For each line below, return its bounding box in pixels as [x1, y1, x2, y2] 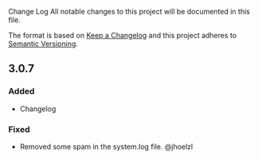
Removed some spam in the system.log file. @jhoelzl [19, 142, 193, 151]
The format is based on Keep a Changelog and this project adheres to [8, 31, 237, 40]
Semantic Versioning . [8, 39, 78, 48]
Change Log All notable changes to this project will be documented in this [8, 7, 251, 16]
